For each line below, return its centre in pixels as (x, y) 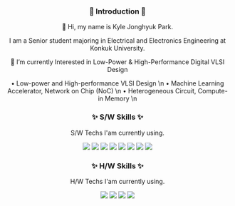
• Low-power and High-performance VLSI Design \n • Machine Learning (117, 83)
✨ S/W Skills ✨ (117, 117)
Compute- (213, 91)
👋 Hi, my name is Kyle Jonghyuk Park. (117, 27)
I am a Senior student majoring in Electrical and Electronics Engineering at (117, 41)
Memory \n (121, 98)
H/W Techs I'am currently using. (117, 181)
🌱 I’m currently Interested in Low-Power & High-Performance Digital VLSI (117, 62)
